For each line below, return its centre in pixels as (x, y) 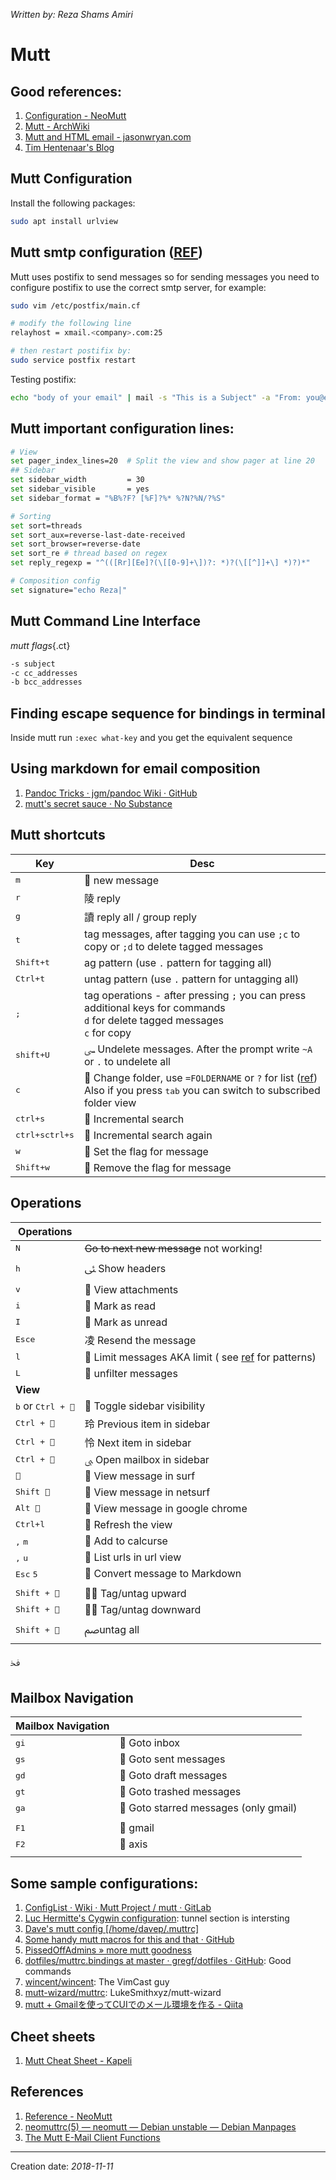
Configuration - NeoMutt (75, 115)
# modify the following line (71, 324)
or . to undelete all (127, 1061)
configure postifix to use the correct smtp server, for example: (138, 287)
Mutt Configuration (71, 179)
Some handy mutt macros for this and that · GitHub (129, 1940)
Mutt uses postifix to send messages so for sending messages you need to (165, 276)
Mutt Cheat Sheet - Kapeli (78, 2060)
